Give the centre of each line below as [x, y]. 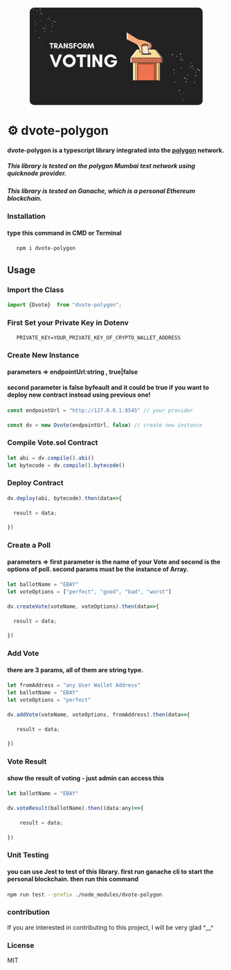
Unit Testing [28, 855]
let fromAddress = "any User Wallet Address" [74, 685]
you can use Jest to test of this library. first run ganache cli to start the [110, 872]
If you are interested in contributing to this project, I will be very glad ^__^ [111, 927]
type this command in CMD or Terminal [65, 233]
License [21, 945]
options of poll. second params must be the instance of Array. [98, 569]
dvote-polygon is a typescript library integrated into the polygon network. [116, 150]
